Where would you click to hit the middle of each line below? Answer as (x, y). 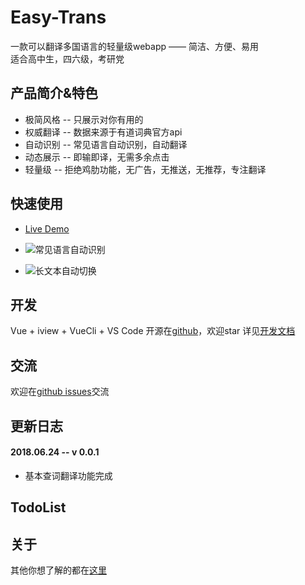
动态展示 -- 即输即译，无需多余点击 (97, 157)
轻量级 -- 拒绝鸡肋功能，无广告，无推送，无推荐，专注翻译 (145, 169)
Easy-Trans (58, 17)
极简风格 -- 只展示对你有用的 (84, 119)
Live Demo (47, 228)
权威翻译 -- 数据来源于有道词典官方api (103, 132)
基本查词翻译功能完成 (68, 475)
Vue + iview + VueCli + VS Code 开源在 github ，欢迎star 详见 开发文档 (153, 331)
